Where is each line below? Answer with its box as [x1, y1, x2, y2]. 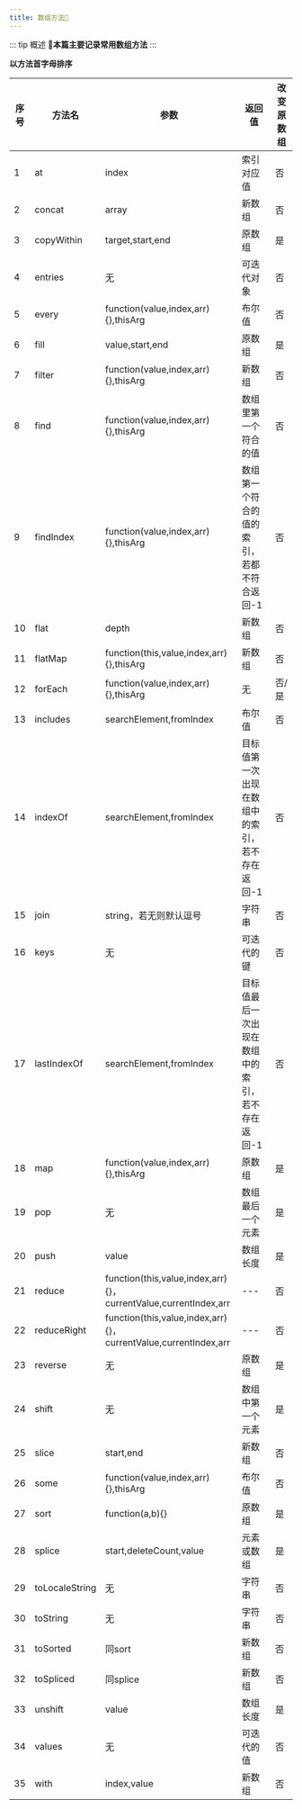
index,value [104, 1777, 155, 1789]
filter [34, 368, 55, 381]
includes [34, 713, 71, 725]
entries [34, 271, 65, 283]
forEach [34, 682, 68, 695]
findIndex [34, 530, 75, 543]
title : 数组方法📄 [9, 13, 69, 22]
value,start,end [104, 338, 169, 351]
